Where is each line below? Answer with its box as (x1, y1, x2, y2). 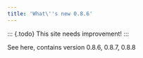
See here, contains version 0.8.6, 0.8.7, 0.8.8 (7, 43, 136, 51)
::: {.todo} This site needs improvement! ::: (7, 29, 129, 38)
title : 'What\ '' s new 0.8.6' (7, 10, 93, 17)
